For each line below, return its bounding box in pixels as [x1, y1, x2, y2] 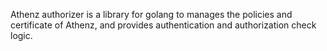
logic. [10, 30, 33, 41]
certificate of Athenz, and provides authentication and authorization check [10, 19, 317, 31]
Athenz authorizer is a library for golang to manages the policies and [10, 9, 293, 20]
